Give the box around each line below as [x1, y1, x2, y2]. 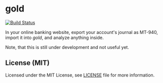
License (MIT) [5, 58, 50, 67]
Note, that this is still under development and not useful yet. [5, 44, 130, 50]
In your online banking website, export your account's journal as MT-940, [5, 29, 158, 35]
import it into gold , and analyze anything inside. [5, 34, 104, 40]
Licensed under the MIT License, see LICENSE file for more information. [5, 72, 155, 78]
